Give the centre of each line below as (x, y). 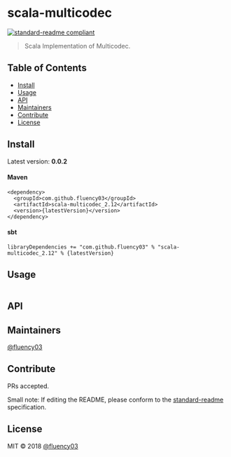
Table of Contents (47, 68)
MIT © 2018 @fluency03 (43, 446)
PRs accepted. (28, 386)
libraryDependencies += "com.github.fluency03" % (81, 247)
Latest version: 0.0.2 (37, 161)
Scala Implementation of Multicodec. (77, 46)
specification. (27, 407)
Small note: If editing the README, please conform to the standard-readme (115, 399)
